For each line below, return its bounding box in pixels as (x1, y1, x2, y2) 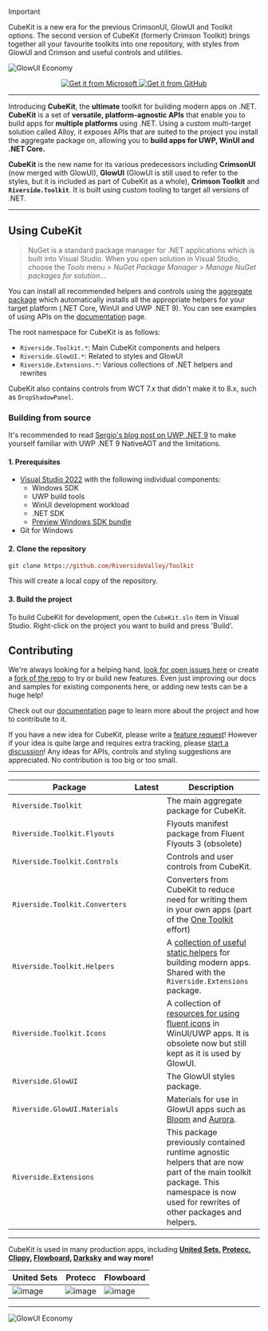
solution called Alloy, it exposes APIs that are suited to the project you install (8, 127, 258, 137)
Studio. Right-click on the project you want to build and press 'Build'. (8, 621, 234, 630)
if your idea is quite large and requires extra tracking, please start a (8, 738, 229, 748)
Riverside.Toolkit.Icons (12, 1029, 107, 1038)
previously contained (166, 1137, 246, 1148)
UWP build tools (31, 491, 85, 502)
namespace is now (166, 1186, 237, 1198)
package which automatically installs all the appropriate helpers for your (8, 295, 246, 304)
